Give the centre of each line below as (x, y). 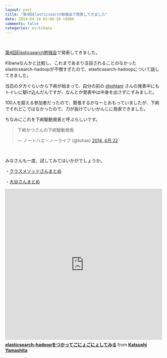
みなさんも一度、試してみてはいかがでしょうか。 (55, 161)
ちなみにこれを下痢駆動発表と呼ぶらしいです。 (53, 119)
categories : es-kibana (28, 28)
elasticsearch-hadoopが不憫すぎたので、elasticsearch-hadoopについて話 (80, 69)
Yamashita (16, 351)
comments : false (22, 24)
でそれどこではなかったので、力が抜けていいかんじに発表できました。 (77, 109)
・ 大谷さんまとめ (23, 182)
